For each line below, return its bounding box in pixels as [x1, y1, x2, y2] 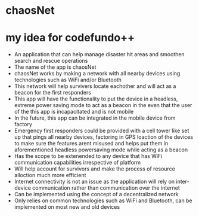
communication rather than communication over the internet [32, 184, 180, 191]
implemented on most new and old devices [14, 203, 120, 211]
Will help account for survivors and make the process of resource [14, 165, 175, 172]
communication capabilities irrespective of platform [14, 159, 141, 166]
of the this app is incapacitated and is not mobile [14, 108, 134, 115]
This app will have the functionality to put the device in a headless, [14, 95, 178, 102]
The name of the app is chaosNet [14, 63, 97, 71]
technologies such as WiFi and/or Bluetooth [14, 76, 122, 84]
